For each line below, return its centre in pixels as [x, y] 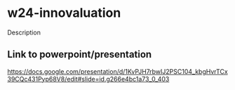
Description [24, 32]
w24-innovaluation [64, 13]
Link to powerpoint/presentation [80, 54]
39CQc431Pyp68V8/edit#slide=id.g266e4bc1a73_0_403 [88, 79]
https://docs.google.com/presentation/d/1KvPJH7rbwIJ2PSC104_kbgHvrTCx [117, 71]
